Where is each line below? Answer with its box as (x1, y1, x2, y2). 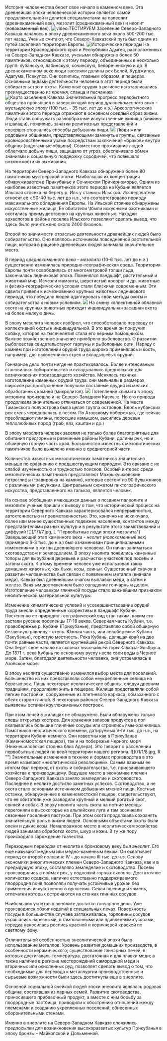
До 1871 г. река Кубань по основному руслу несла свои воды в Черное (5, 650, 157, 656)
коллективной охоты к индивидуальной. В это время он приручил (5, 325, 146, 331)
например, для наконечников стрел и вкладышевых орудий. (5, 352, 134, 357)
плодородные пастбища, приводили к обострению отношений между (5, 1000, 154, 1005)
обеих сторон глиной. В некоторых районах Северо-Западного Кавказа (5, 697, 158, 703)
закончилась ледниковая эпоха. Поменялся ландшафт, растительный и (5, 272, 158, 278)
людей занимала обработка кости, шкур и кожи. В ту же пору (5, 828, 137, 834)
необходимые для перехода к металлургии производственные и (5, 969, 143, 975)
